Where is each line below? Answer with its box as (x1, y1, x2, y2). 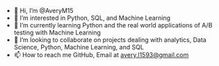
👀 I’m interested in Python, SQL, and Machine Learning (13, 14, 171, 22)
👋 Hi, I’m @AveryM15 (13, 7, 74, 14)
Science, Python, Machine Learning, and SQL (13, 43, 145, 51)
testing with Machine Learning (13, 28, 101, 36)
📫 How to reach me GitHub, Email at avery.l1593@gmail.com (13, 51, 189, 58)
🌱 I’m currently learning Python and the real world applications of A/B (13, 21, 213, 29)
